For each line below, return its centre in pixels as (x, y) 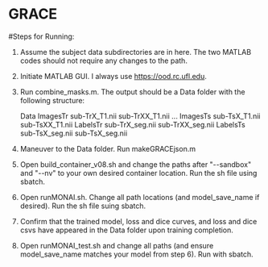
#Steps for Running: (41, 36)
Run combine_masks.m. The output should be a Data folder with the (132, 92)
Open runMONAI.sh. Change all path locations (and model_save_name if (140, 197)
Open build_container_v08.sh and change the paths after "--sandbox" (136, 164)
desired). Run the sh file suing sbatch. (83, 206)
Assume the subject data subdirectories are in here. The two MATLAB (136, 52)
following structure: (52, 100)
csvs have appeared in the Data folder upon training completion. (126, 230)
